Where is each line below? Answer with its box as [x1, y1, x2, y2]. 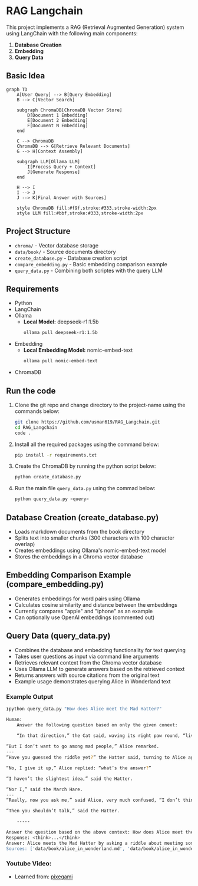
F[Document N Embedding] [27, 123, 88, 128]
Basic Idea [6, 71, 45, 81]
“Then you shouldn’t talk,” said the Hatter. [6, 808, 120, 814]
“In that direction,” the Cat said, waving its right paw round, [16, 733, 181, 739]
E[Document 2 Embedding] [27, 117, 88, 123]
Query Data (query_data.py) [6, 631, 111, 641]
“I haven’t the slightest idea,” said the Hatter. [6, 776, 133, 782]
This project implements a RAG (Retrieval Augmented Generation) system [6, 24, 184, 31]
